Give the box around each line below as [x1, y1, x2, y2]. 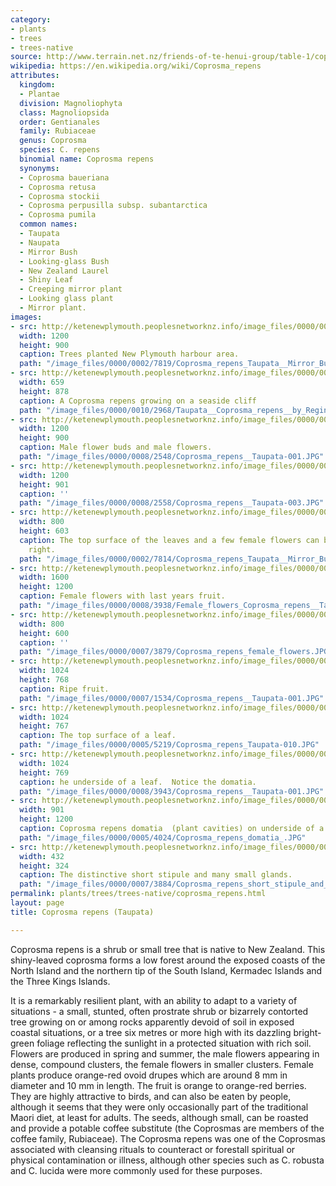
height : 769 [19, 767, 70, 778]
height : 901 [19, 479, 70, 490]
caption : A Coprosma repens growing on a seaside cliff [19, 396, 257, 406]
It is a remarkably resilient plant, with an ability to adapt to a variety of [10, 994, 298, 1006]
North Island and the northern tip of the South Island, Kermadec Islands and [10, 964, 323, 976]
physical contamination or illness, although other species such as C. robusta [10, 1154, 325, 1166]
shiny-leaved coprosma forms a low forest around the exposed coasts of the [10, 954, 326, 966]
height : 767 [19, 721, 70, 731]
